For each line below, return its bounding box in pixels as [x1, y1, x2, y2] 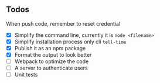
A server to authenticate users [14, 64, 88, 72]
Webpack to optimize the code [14, 58, 89, 65]
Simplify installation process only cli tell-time [14, 38, 127, 45]
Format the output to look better [14, 51, 92, 58]
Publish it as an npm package [14, 44, 86, 51]
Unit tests [14, 71, 38, 78]
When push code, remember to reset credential [6, 20, 121, 27]
